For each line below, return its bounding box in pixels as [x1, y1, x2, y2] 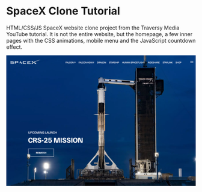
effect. [6, 43, 23, 51]
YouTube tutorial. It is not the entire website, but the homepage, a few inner [6, 30, 193, 37]
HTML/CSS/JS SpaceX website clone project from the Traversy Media [6, 24, 180, 31]
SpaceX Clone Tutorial [6, 4, 120, 18]
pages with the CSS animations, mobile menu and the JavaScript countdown [6, 37, 196, 44]
